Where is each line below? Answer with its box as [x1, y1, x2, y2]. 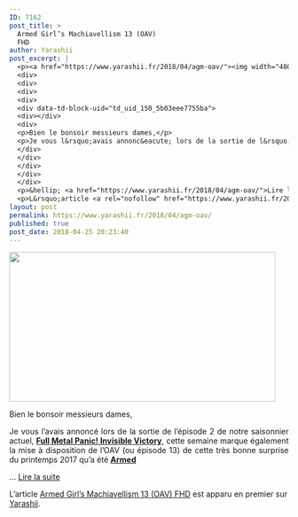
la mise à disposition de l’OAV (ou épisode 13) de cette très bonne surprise [9, 445, 289, 456]
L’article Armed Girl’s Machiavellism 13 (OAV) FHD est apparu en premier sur [9, 489, 288, 499]
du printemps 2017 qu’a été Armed [9, 454, 137, 466]
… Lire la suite [9, 472, 60, 482]
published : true [9, 219, 69, 228]
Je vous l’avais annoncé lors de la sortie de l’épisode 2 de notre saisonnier [9, 427, 289, 437]
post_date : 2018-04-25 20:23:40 [9, 227, 129, 236]
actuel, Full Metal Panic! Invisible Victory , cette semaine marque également [9, 435, 289, 446]
